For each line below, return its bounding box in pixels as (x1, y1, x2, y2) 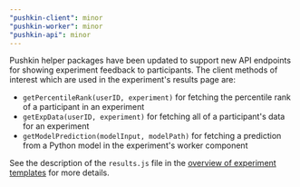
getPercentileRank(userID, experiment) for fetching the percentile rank (22, 92, 292, 103)
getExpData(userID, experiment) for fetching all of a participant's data (22, 111, 285, 123)
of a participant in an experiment (22, 102, 145, 113)
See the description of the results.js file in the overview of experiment (9, 158, 276, 169)
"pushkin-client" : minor (9, 13, 103, 23)
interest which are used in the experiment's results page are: (9, 74, 237, 85)
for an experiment (22, 121, 90, 132)
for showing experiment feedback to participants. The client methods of (9, 64, 278, 75)
